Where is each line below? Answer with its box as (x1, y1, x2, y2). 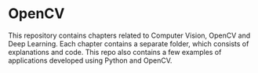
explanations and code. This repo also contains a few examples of (8, 47, 222, 57)
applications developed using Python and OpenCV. (8, 56, 173, 65)
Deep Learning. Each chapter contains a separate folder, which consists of (8, 38, 249, 48)
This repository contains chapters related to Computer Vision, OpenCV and (8, 31, 251, 40)
